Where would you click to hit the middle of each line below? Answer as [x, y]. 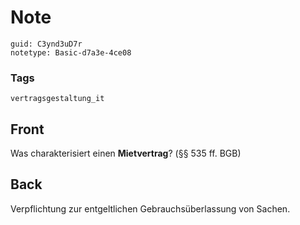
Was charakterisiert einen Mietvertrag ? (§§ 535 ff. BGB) [126, 153]
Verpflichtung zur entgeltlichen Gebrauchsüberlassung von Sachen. [150, 208]
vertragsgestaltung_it [57, 99]
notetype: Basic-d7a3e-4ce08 [71, 52]
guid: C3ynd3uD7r [46, 44]
